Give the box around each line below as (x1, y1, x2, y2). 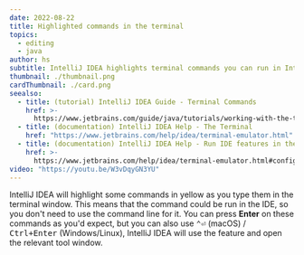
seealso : (9, 89, 43, 98)
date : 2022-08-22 (9, 13, 75, 23)
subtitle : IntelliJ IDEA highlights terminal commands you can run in (9, 64, 281, 73)
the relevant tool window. (9, 237, 103, 249)
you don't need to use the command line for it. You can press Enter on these (9, 209, 294, 220)
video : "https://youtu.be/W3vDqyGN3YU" (9, 165, 160, 174)
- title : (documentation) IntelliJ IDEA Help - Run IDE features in (17, 139, 281, 148)
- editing (17, 38, 54, 48)
